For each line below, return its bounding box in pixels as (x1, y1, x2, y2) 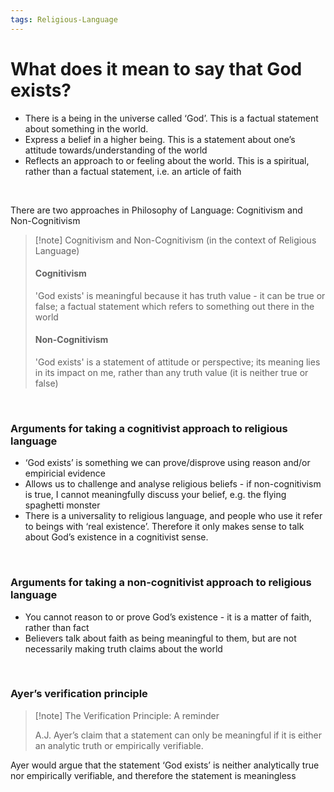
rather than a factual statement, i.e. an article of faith (24, 165, 242, 177)
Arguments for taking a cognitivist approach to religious (10, 421, 288, 435)
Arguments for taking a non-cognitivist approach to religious (10, 576, 312, 590)
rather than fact (24, 621, 90, 633)
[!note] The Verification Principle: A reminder (34, 709, 220, 721)
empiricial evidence (24, 467, 106, 480)
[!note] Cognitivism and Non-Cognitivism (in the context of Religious (34, 234, 317, 246)
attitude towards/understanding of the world (24, 144, 208, 156)
